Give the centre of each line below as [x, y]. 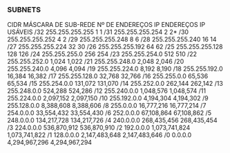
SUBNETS [24, 10]
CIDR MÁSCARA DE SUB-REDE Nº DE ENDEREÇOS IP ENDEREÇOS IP [106, 25]
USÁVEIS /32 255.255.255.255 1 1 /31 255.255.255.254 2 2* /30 [98, 32]
